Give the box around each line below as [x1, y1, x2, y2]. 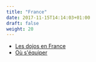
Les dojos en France [14, 43, 66, 50]
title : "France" [6, 9, 47, 15]
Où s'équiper [14, 49, 48, 57]
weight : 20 [6, 26, 34, 32]
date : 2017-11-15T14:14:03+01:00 [6, 15, 91, 21]
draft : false [6, 20, 39, 26]
